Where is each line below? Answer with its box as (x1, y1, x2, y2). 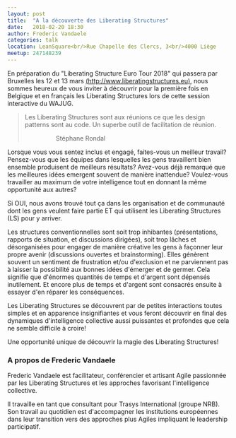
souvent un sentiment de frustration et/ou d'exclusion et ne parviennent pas (7, 257, 229, 266)
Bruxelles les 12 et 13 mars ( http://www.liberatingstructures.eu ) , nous (7, 76, 208, 85)
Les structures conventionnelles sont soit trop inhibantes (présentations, (7, 227, 218, 236)
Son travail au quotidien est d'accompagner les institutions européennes (7, 408, 218, 416)
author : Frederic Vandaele (7, 30, 87, 37)
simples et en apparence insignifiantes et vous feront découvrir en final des (7, 309, 228, 317)
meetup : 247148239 (7, 50, 61, 57)
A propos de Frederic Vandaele (7, 355, 116, 365)
